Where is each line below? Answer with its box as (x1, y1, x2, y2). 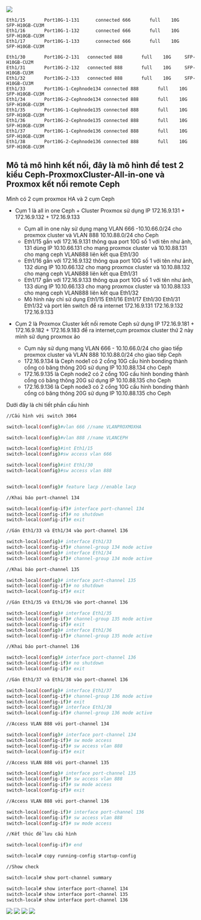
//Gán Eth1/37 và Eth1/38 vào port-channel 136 (6, 676, 129, 683)
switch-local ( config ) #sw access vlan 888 (6, 468, 112, 474)
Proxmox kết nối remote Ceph (6, 179, 120, 190)
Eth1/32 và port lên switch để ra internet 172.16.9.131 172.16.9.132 (24, 302, 183, 309)
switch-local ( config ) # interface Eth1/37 (6, 688, 112, 694)
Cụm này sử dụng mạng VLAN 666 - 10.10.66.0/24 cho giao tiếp (24, 344, 183, 352)
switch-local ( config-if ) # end (6, 842, 83, 848)
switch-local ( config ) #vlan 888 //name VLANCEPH (6, 435, 129, 441)
